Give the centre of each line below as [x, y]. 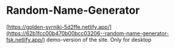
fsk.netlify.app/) [26, 39]
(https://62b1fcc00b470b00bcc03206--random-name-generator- [87, 33]
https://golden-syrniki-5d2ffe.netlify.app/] [60, 27]
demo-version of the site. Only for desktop [99, 39]
